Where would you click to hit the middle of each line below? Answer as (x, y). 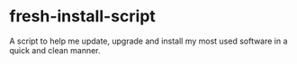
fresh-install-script (82, 16)
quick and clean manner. (55, 50)
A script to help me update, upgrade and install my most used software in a (148, 41)
